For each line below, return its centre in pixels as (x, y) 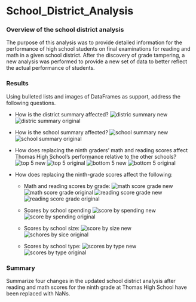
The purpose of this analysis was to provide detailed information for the (94, 42)
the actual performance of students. (50, 68)
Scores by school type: (52, 246)
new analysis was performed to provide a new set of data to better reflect (97, 61)
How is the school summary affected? (62, 132)
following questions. (31, 103)
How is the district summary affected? (62, 114)
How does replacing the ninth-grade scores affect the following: (94, 174)
